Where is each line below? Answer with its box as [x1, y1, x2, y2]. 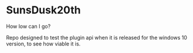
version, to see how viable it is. [6, 40, 81, 47]
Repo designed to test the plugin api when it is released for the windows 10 [6, 34, 188, 41]
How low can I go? [6, 23, 51, 30]
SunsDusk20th [6, 3, 81, 17]
